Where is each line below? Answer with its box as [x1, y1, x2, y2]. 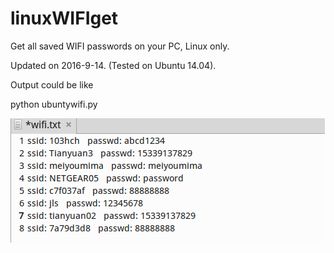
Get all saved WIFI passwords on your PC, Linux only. [10, 40, 230, 52]
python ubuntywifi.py [10, 98, 98, 110]
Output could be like [10, 78, 94, 91]
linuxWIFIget [10, 7, 119, 30]
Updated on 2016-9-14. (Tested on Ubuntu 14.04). [10, 59, 217, 71]
